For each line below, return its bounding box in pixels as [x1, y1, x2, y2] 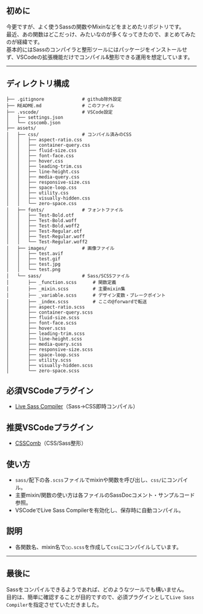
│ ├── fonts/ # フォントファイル [6, 207, 124, 213]
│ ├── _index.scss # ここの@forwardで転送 [6, 299, 147, 305]
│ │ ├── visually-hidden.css [6, 195, 91, 201]
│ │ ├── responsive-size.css [6, 179, 91, 185]
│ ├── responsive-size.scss [6, 346, 94, 353]
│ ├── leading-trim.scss [6, 330, 85, 337]
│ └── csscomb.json [6, 120, 61, 126]
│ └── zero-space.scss [6, 368, 80, 374]
